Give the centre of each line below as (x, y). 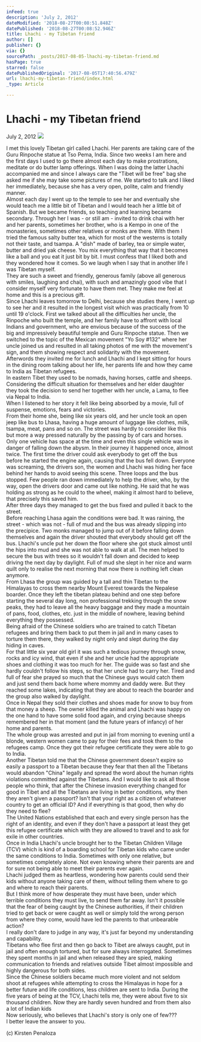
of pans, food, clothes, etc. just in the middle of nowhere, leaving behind (95, 613)
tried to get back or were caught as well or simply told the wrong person (95, 913)
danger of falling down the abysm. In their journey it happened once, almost (100, 448)
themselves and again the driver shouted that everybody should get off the (99, 537)
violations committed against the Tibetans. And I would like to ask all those (98, 779)
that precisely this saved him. (42, 499)
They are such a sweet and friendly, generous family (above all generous (96, 275)
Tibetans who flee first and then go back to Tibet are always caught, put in (98, 945)
